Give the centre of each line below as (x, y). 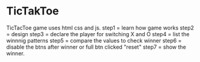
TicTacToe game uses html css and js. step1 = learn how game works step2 (100, 28)
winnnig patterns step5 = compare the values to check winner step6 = (94, 40)
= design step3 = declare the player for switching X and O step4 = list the (98, 34)
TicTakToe (33, 11)
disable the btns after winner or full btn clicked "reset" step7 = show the (96, 47)
